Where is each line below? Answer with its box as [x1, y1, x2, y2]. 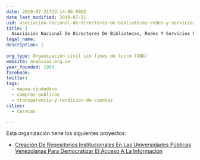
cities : [6, 102, 26, 109]
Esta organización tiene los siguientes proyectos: [6, 130, 127, 137]
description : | [6, 42, 44, 48]
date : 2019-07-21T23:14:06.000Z [6, 8, 86, 15]
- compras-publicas [11, 92, 60, 98]
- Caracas [11, 108, 36, 114]
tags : [6, 81, 20, 87]
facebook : [6, 70, 31, 76]
